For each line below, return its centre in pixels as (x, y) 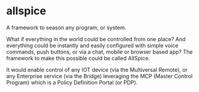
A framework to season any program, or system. (66, 27)
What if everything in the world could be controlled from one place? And (96, 39)
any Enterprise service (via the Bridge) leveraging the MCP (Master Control (99, 76)
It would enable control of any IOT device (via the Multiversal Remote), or (97, 69)
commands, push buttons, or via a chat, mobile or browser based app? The (99, 51)
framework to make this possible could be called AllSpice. (78, 58)
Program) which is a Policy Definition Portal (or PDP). (72, 82)
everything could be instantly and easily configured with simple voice (93, 45)
